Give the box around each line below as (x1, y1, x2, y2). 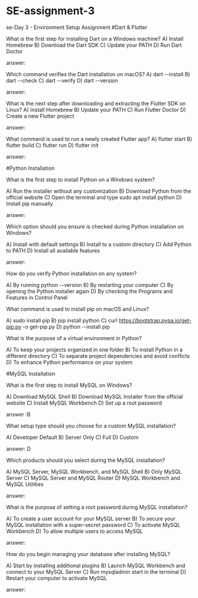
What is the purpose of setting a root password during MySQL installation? (6, 503, 188, 510)
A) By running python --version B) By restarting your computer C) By (6, 281, 174, 288)
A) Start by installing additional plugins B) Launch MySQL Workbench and (6, 562, 186, 569)
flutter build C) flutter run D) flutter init (6, 141, 99, 148)
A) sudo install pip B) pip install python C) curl (6, 316, 118, 324)
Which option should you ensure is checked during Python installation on (6, 223, 184, 230)
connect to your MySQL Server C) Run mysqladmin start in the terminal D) (6, 568, 186, 575)
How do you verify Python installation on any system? (6, 270, 137, 277)
